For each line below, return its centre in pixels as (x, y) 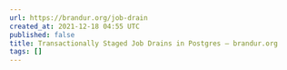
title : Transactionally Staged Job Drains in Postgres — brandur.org (144, 43)
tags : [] (26, 52)
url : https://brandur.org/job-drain (79, 18)
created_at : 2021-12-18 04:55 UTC (75, 26)
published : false (42, 35)
